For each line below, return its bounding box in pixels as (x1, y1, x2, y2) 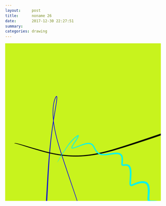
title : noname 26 (5, 13, 52, 18)
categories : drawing (5, 29, 48, 34)
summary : (5, 24, 23, 29)
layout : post (5, 8, 41, 13)
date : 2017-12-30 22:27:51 (5, 18, 74, 23)
